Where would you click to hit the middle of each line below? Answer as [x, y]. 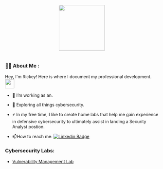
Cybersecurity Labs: [30, 151]
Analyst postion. [28, 127]
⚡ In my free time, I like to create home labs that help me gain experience [85, 114]
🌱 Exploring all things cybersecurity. [48, 105]
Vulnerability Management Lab [43, 161]
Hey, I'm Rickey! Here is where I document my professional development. [78, 76]
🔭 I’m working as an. [32, 95]
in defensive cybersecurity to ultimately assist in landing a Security [79, 121]
